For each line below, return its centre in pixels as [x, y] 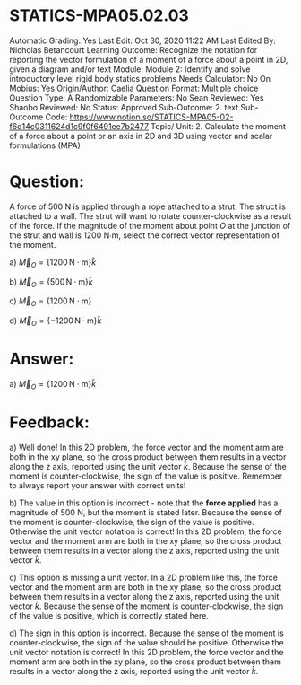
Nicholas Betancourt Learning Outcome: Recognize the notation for [133, 49]
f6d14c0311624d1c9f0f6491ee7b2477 [79, 126]
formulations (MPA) [45, 145]
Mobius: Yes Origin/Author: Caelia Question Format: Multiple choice [134, 88]
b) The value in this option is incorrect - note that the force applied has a [144, 503]
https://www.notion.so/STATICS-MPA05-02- [151, 117]
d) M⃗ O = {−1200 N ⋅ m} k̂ [56, 322]
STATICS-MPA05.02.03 [99, 16]
